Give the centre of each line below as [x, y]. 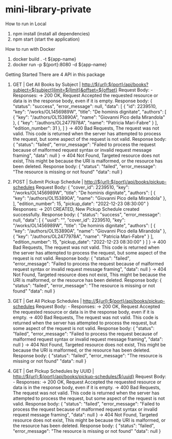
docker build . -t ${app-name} [45, 59]
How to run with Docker [30, 49]
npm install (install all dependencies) [51, 33]
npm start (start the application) [46, 39]
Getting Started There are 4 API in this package [55, 74]
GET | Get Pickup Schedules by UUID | [53, 371]
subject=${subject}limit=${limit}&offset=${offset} [65, 90]
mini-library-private [48, 10]
